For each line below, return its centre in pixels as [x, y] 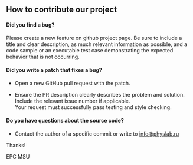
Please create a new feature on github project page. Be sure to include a [94, 38]
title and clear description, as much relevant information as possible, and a [97, 44]
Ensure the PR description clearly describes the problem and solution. [99, 94]
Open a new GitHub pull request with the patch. [73, 83]
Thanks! [16, 145]
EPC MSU [18, 156]
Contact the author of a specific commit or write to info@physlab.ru [97, 134]
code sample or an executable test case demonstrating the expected [90, 50]
